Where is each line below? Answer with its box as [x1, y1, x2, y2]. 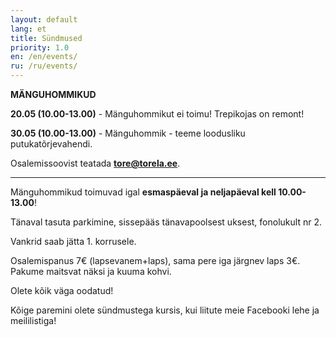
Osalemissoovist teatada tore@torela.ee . [10, 157, 181, 169]
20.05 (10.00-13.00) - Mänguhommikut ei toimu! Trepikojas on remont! [10, 108, 305, 120]
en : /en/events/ [10, 52, 78, 62]
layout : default [10, 14, 78, 25]
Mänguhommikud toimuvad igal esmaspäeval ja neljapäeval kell [10, 186, 277, 198]
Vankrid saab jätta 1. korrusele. [10, 236, 137, 247]
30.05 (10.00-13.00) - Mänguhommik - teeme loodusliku [10, 127, 246, 139]
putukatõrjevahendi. [10, 138, 93, 150]
